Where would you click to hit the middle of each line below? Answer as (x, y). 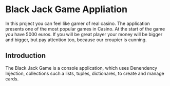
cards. (12, 79)
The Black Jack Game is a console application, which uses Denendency (81, 68)
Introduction (26, 56)
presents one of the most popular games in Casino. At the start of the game (85, 28)
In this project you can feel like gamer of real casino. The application (78, 23)
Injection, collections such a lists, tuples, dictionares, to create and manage (85, 73)
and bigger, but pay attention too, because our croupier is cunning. (76, 40)
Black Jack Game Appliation (66, 9)
